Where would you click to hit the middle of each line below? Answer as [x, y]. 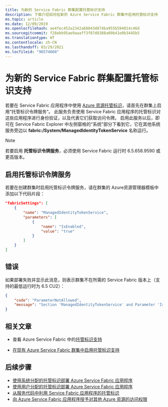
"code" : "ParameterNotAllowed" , [48, 300]
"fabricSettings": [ [27, 203]
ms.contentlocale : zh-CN [31, 43]
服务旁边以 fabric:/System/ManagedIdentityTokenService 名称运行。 [78, 130]
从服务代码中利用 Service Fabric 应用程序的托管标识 [66, 393]
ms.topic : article [24, 19]
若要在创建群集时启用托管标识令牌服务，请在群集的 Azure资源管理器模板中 [82, 187]
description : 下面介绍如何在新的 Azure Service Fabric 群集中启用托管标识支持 [82, 15]
